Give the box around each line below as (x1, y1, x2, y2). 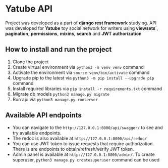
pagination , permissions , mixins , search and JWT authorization (5, 30, 142, 36)
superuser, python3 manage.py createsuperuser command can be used (12, 156, 160, 162)
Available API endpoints (5, 111, 82, 119)
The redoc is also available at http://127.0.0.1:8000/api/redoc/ (12, 135, 147, 141)
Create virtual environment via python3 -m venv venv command (12, 64, 144, 70)
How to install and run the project (5, 45, 112, 54)
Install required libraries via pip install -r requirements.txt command (12, 86, 162, 92)
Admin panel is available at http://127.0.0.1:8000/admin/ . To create (12, 151, 155, 157)
